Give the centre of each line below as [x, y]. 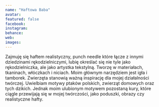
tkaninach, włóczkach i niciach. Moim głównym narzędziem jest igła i [76, 72]
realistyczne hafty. [24, 99]
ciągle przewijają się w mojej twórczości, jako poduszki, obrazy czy [75, 93]
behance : [14, 33]
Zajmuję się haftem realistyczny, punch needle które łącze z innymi [74, 56]
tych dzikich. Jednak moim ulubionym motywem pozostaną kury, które [78, 88]
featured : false [22, 19]
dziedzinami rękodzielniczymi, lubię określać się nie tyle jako [68, 62]
